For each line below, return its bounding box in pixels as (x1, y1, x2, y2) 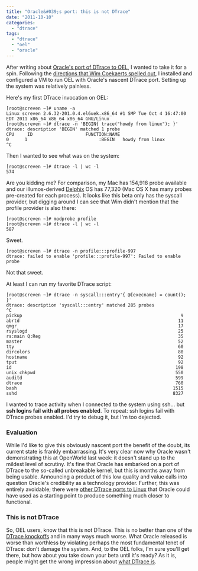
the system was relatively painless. (6, 82, 92, 90)
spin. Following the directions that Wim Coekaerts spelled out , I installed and (6, 69, 192, 77)
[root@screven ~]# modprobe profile (6, 216, 96, 222)
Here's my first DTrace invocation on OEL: (6, 94, 108, 101)
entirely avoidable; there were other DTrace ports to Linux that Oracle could (6, 486, 190, 493)
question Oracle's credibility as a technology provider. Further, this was (6, 480, 180, 487)
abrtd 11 (6, 318, 184, 324)
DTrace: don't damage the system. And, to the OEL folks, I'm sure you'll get (6, 546, 190, 553)
